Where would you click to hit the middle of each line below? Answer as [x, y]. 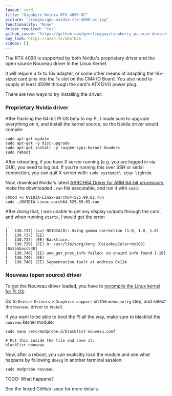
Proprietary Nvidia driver [37, 107]
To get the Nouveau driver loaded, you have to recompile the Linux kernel [83, 286]
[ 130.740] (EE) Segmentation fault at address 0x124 [66, 262]
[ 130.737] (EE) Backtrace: [38, 240]
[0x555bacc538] [21, 249]
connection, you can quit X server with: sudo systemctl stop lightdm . [79, 173]
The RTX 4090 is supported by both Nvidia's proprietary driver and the [80, 58]
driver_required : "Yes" [31, 29]
